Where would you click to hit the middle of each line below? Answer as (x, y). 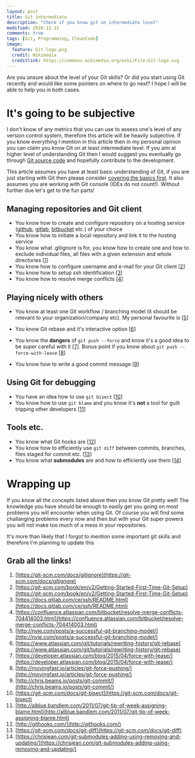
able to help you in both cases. (43, 90)
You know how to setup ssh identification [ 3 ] (69, 273)
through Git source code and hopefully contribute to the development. (91, 160)
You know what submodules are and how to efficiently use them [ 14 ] (98, 460)
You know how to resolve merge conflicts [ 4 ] (69, 279)
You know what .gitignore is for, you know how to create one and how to (102, 248)
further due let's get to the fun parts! (51, 190)
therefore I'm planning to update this (51, 543)
